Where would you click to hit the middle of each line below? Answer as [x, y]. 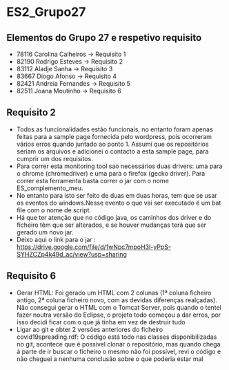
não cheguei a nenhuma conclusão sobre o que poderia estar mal [110, 359]
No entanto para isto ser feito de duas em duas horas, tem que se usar [117, 195]
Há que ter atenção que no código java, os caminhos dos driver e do [114, 217]
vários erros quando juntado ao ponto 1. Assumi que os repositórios [112, 144]
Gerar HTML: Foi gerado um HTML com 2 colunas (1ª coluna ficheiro [114, 293]
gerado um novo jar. [45, 232]
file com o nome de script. [53, 210]
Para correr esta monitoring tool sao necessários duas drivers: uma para [119, 166]
